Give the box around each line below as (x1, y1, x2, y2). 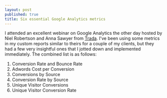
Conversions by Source (11, 72, 60, 78)
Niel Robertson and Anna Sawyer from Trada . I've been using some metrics (4, 35, 160, 41)
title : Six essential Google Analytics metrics (4, 16, 106, 21)
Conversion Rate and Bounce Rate (11, 61, 83, 67)
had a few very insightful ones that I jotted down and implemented (4, 46, 141, 52)
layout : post (4, 7, 32, 12)
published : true (4, 12, 38, 17)
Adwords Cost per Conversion (11, 66, 74, 72)
